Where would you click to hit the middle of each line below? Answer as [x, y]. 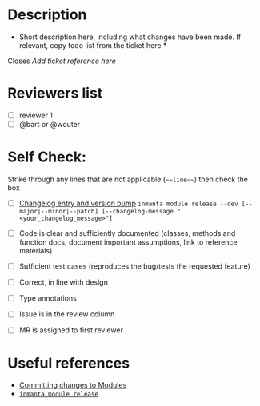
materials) [36, 251]
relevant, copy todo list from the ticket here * [93, 45]
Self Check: [47, 157]
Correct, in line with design [64, 282]
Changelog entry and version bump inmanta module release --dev [128, 203]
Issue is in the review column [67, 314]
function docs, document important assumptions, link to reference [128, 242]
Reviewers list [55, 93]
